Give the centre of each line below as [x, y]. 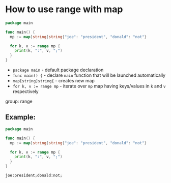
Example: [20, 117]
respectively [26, 91]
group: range [19, 101]
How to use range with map [64, 9]
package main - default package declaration [58, 70]
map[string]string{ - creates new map [54, 81]
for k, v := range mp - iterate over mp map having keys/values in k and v [89, 86]
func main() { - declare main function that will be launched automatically [89, 75]
